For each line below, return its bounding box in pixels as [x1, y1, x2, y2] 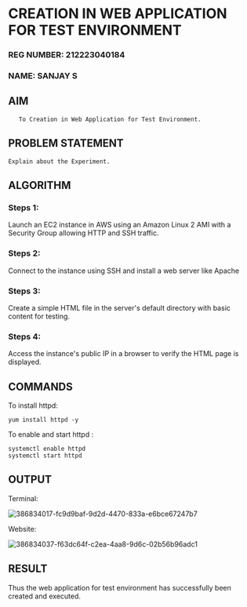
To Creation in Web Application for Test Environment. [18, 115, 202, 123]
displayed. [8, 358, 42, 367]
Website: [8, 524, 37, 533]
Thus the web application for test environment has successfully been [8, 583, 231, 592]
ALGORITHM [8, 179, 71, 192]
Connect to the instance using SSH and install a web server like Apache [8, 266, 240, 275]
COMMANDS [8, 380, 73, 393]
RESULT [8, 562, 48, 576]
